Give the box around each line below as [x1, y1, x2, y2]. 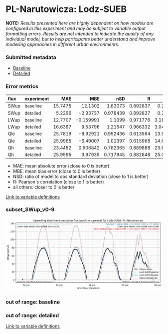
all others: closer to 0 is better [12, 184, 75, 190]
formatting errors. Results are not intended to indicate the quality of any [5, 30, 154, 36]
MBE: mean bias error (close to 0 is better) [12, 168, 100, 174]
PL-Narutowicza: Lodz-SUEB [5, 3, 127, 15]
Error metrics [5, 83, 39, 90]
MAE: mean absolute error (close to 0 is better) [12, 162, 110, 168]
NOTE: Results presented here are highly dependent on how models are [5, 20, 154, 26]
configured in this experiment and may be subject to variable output [5, 25, 146, 31]
